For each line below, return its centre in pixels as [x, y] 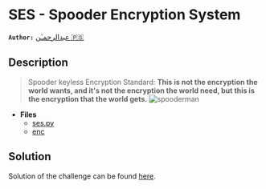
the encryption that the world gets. [88, 99]
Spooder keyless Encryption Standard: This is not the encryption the [143, 82]
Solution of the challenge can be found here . [82, 176]
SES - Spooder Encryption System [125, 15]
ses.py [43, 123]
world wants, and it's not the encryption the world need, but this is [141, 90]
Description [38, 63]
